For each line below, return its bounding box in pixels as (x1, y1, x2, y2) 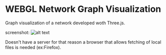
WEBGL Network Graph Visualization (5, 3, 161, 15)
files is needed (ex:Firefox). (5, 44, 61, 50)
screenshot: (5, 29, 30, 35)
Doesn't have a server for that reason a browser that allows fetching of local (5, 39, 162, 45)
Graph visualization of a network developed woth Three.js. (5, 20, 126, 26)
